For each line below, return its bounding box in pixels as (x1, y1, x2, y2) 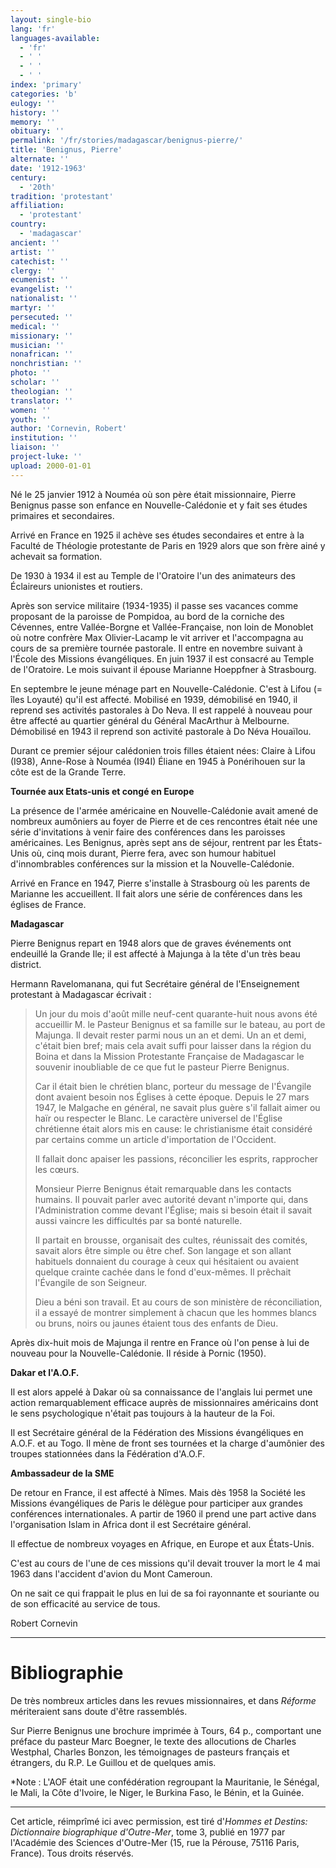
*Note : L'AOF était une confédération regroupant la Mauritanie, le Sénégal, (10, 1776, 320, 1788)
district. (10, 958, 42, 970)
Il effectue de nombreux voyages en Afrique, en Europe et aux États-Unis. (10, 1537, 315, 1550)
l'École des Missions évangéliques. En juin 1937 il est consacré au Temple (10, 652, 315, 665)
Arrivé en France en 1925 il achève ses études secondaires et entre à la (10, 529, 305, 541)
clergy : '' (10, 266, 56, 276)
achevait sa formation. (10, 550, 103, 562)
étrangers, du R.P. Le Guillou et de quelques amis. (10, 1756, 217, 1768)
